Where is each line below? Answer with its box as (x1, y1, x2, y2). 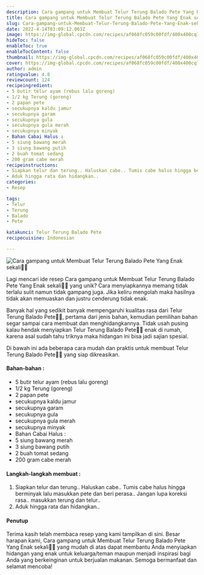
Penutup (6, 516, 29, 524)
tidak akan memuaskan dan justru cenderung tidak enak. (6, 295, 148, 302)
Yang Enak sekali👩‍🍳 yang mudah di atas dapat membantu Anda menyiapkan (6, 543, 197, 551)
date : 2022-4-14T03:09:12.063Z (6, 26, 86, 32)
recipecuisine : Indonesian (6, 235, 75, 241)
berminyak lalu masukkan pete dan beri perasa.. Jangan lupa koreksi (15, 490, 188, 498)
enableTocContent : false (6, 49, 69, 55)
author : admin (6, 65, 42, 72)
